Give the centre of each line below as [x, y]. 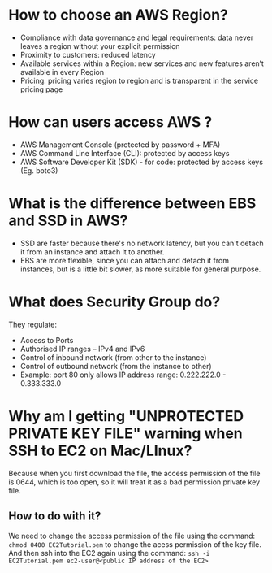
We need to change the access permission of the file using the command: [132, 536]
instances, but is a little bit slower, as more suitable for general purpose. [140, 269]
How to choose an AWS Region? [119, 15]
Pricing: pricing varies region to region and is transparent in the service [139, 80]
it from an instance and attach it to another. [92, 252]
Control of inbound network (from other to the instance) [113, 357]
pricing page [41, 89]
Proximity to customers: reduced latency [88, 54]
